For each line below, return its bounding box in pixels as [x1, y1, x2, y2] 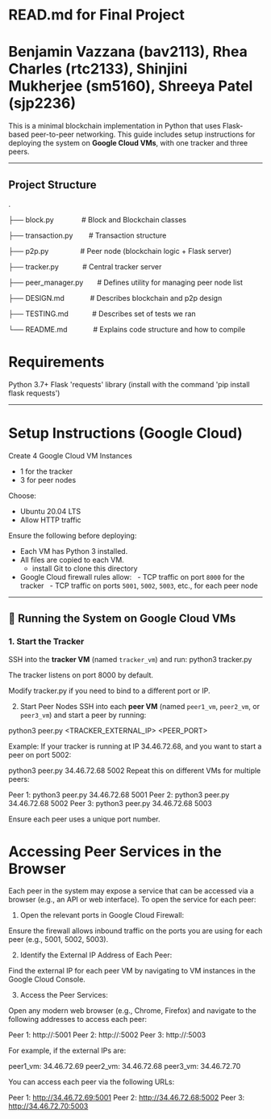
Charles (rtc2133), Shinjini [8, 60, 188, 78]
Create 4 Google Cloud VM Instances [8, 450, 133, 460]
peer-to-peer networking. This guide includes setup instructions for [31, 129, 256, 139]
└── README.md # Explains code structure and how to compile [8, 324, 246, 334]
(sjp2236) [8, 95, 77, 112]
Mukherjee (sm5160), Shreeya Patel [8, 77, 253, 95]
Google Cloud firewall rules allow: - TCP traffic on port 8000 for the [19, 572, 245, 581]
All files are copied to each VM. [19, 555, 125, 564]
